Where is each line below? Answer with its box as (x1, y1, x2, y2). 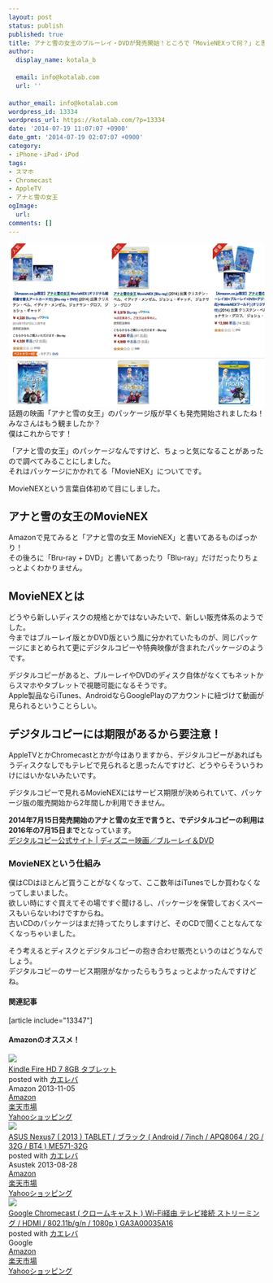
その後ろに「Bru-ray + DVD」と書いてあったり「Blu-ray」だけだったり (8, 553, 245, 563)
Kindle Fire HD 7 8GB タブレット (8, 1064, 117, 1074)
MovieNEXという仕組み (8, 858, 102, 869)
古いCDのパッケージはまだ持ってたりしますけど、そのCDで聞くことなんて (8, 919, 256, 928)
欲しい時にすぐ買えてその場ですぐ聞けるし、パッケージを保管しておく (8, 898, 242, 908)
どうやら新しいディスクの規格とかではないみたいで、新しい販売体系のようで (8, 613, 264, 622)
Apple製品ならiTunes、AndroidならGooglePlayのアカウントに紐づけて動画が (8, 691, 264, 700)
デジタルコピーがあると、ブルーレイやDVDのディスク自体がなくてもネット (8, 670, 258, 680)
